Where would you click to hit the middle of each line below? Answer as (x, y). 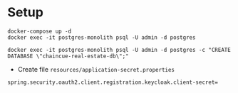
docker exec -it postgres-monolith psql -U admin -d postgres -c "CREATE (119, 50)
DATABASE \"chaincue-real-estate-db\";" (68, 56)
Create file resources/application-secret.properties (96, 69)
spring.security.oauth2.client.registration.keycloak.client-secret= (113, 82)
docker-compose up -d (40, 31)
